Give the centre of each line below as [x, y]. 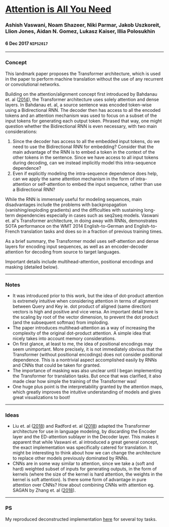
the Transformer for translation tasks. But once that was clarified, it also [87, 376]
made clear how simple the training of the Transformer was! [74, 381]
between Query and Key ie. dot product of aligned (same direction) [82, 306]
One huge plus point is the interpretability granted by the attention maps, [88, 386]
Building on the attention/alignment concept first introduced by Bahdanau [81, 94]
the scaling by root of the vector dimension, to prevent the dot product [86, 317]
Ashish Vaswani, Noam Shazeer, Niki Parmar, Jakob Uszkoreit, [83, 25]
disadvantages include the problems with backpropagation [66, 205]
